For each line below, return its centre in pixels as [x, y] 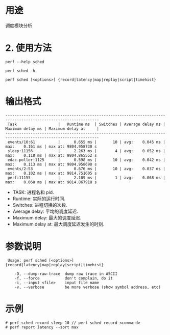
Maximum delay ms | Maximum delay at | [52, 129]
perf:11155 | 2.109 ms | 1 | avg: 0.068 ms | [87, 178]
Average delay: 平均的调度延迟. [45, 211]
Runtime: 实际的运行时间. [39, 199]
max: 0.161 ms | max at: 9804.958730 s [51, 146]
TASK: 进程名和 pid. [33, 192]
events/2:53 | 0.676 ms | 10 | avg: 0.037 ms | [87, 169]
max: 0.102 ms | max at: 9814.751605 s [51, 173]
